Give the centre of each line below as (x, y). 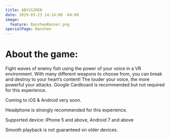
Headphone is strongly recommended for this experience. (66, 110)
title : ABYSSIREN (24, 10)
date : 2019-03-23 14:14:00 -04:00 (42, 15)
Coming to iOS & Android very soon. (44, 100)
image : (12, 19)
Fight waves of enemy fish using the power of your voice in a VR (73, 68)
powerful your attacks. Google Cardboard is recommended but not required (85, 85)
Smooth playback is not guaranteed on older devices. (62, 130)
